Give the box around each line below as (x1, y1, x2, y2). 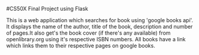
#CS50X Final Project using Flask (6, 5, 89, 12)
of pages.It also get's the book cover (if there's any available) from (6, 29, 171, 36)
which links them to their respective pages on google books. (6, 42, 156, 49)
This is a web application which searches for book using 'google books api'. (6, 17, 194, 23)
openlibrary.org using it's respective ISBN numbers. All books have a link (6, 36, 186, 42)
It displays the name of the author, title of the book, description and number (6, 23, 193, 30)
